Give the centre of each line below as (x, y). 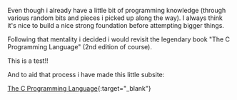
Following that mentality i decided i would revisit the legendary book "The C (119, 39)
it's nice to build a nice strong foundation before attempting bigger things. (116, 25)
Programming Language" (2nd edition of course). (80, 47)
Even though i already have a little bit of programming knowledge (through (117, 10)
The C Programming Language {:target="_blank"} (79, 88)
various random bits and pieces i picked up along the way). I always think (115, 18)
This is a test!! (28, 61)
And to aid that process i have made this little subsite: (86, 75)
